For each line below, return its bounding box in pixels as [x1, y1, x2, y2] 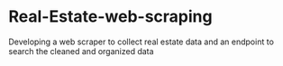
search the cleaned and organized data [8, 45, 154, 56]
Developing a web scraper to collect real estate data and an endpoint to [8, 36, 274, 47]
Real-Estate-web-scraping [8, 6, 213, 27]
